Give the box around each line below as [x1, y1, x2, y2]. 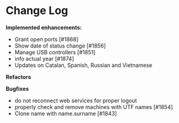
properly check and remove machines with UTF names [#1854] [14, 103, 173, 110]
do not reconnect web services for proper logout [14, 97, 138, 104]
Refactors [5, 73, 32, 80]
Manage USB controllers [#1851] [14, 48, 96, 55]
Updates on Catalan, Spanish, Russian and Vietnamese [14, 61, 153, 69]
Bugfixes [5, 85, 29, 92]
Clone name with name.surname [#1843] [14, 110, 117, 117]
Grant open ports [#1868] [14, 35, 79, 43]
